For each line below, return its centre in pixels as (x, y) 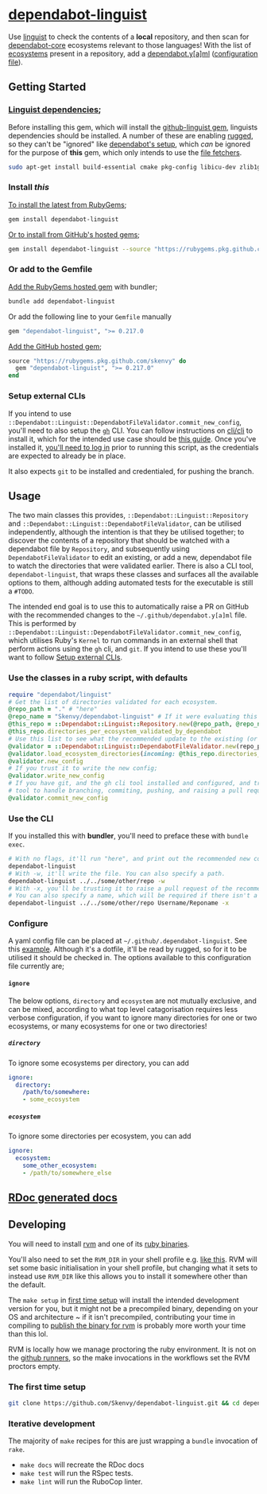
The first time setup (47, 1387)
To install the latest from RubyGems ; (68, 204)
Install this (29, 187)
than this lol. (28, 1333)
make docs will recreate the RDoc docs (82, 1465)
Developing (37, 1225)
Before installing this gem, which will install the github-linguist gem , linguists (133, 127)
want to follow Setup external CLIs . (66, 657)
